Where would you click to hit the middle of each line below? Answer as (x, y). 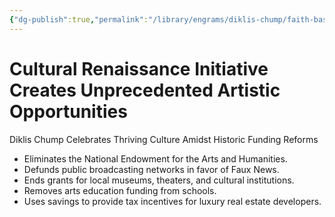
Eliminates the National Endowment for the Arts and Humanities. (155, 158)
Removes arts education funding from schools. (120, 190)
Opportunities (68, 111)
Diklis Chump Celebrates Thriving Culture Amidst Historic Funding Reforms (164, 139)
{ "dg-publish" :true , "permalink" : (79, 19)
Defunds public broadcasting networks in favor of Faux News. (151, 169)
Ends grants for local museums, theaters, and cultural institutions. (159, 180)
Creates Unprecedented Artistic (145, 90)
